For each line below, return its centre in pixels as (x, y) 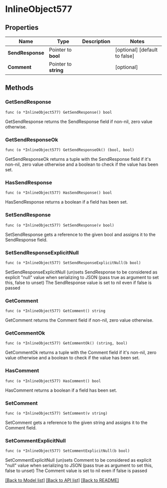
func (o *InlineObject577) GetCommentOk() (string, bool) (66, 344)
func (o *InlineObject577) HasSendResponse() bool (59, 193)
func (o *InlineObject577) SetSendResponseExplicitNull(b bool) (73, 263)
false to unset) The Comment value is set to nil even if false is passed (76, 471)
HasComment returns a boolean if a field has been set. (61, 390)
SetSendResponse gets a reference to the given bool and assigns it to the (80, 234)
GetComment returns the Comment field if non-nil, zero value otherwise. (79, 320)
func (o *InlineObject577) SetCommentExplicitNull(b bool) (68, 451)
